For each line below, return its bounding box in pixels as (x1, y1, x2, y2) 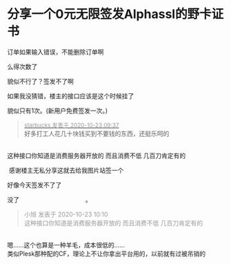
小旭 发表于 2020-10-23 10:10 (23, 210, 108, 218)
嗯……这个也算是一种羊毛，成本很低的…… (7, 241, 125, 249)
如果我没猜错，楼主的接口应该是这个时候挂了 (7, 91, 134, 100)
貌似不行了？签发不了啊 (7, 77, 74, 85)
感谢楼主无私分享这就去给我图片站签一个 (8, 166, 124, 174)
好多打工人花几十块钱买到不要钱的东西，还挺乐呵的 (23, 129, 170, 138)
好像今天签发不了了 (7, 180, 62, 189)
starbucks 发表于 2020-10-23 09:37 (23, 121, 119, 129)
